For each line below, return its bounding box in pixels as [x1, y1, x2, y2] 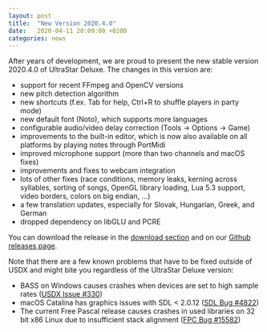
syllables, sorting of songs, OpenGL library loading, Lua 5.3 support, [19, 182, 246, 193]
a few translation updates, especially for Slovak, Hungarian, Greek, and [19, 200, 255, 210]
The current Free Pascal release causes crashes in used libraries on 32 [19, 306, 255, 316]
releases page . [8, 241, 58, 251]
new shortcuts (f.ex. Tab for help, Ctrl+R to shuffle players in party [19, 97, 239, 107]
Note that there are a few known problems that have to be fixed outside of [8, 256, 253, 266]
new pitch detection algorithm [19, 89, 119, 99]
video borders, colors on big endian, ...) [19, 191, 151, 201]
